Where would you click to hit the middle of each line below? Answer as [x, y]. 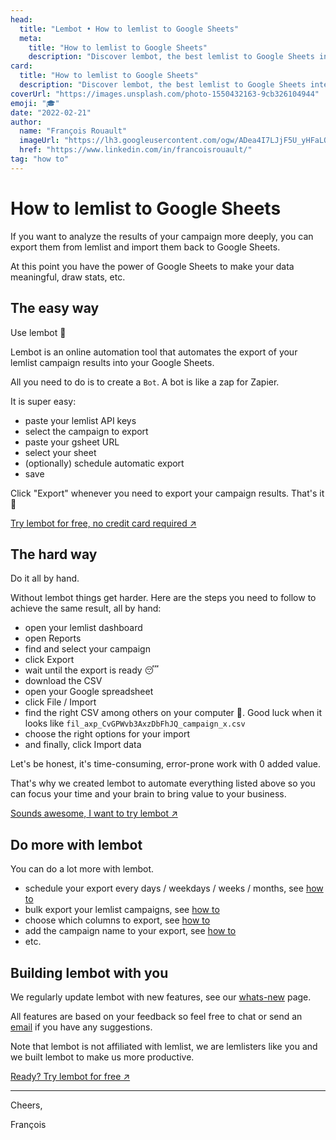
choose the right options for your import [107, 734]
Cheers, [26, 1105]
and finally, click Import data [83, 745]
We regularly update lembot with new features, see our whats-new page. [161, 997]
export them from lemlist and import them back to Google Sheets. [145, 247]
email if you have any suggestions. [81, 1027]
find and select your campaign [87, 649]
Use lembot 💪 [38, 332]
